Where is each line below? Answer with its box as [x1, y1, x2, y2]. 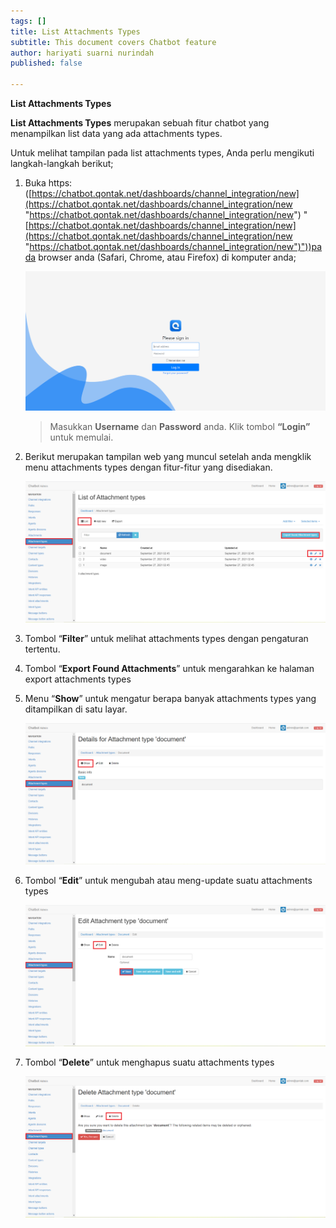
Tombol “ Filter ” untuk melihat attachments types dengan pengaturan [24, 632, 309, 644]
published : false [10, 58, 83, 69]
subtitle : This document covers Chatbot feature [10, 37, 217, 47]
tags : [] [10, 16, 47, 26]
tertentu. [24, 643, 61, 655]
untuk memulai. [49, 431, 114, 443]
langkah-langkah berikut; [10, 158, 114, 169]
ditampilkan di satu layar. [24, 703, 128, 715]
